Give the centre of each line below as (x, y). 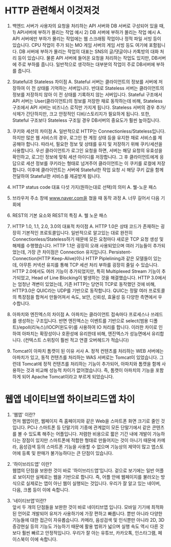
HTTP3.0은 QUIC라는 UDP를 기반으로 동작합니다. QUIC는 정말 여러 (80, 290)
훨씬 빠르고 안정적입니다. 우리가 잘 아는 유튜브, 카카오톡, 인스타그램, (89, 533)
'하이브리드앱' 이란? (32, 464)
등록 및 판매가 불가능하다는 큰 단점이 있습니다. (68, 453)
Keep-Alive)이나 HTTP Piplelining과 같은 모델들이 (102, 258)
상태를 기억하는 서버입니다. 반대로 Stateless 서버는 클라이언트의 (101, 88)
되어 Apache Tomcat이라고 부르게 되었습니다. (68, 376)
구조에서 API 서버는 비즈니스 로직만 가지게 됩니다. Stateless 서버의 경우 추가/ (89, 107)
